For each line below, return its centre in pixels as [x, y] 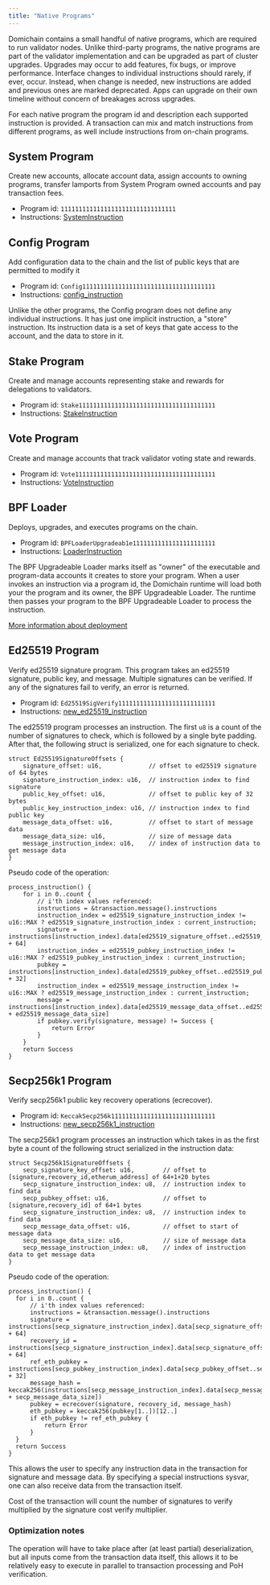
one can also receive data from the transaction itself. [96, 1486]
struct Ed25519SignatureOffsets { [66, 759]
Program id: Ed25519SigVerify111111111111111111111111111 [117, 702]
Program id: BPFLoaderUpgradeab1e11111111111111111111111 [117, 542]
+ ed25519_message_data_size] [59, 1014]
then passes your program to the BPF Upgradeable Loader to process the [130, 601]
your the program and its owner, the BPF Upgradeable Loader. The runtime [132, 592]
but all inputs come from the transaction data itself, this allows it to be [123, 1557]
